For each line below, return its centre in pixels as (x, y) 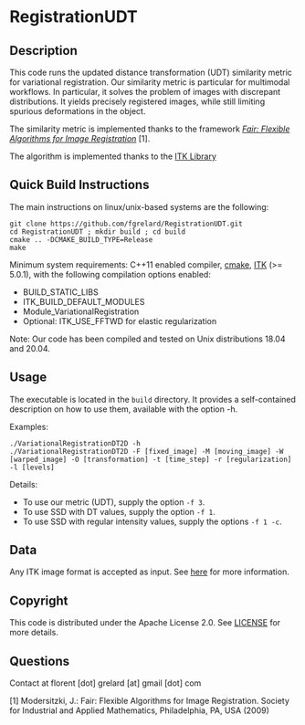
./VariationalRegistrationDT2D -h (75, 443)
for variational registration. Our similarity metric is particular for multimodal (150, 82)
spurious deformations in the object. (78, 111)
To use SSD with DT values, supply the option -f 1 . (119, 511)
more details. (34, 633)
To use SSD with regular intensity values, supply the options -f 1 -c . (152, 521)
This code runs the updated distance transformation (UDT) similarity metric (151, 72)
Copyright (39, 600)
